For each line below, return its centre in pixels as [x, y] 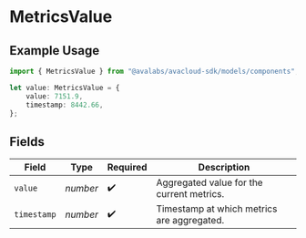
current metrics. [190, 194]
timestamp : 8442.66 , [65, 105]
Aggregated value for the [209, 182]
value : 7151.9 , [55, 96]
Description [224, 168]
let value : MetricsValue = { [65, 88]
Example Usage [55, 51]
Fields [27, 142]
